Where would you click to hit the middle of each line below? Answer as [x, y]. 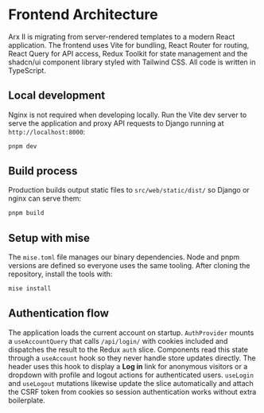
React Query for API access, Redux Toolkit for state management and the [128, 53]
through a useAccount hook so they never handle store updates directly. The [132, 358]
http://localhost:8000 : [47, 131]
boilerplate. [27, 400]
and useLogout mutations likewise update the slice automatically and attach [131, 383]
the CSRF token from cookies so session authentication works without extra [132, 392]
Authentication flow [59, 313]
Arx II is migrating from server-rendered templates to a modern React [122, 37]
